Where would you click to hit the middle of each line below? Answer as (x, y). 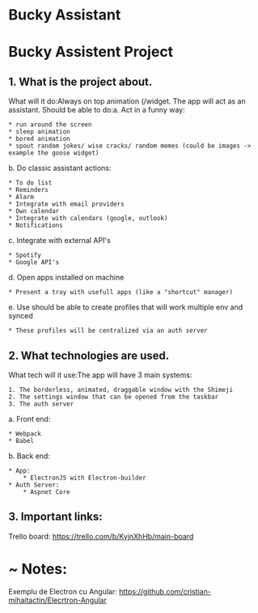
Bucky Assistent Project (91, 52)
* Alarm (21, 197)
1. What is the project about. (80, 81)
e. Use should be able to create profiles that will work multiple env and (126, 307)
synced (21, 316)
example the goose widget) (54, 153)
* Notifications (36, 226)
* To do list (30, 183)
